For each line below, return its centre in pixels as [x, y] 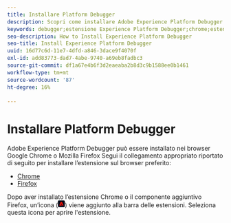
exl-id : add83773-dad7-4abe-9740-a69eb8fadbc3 [75, 59]
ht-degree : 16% [29, 87]
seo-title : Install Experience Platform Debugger [80, 44]
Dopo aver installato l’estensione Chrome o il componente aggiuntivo [104, 197]
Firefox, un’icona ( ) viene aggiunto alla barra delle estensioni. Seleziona [112, 205]
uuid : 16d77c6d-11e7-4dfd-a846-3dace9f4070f [72, 51]
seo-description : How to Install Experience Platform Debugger [100, 36]
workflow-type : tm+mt [38, 72]
